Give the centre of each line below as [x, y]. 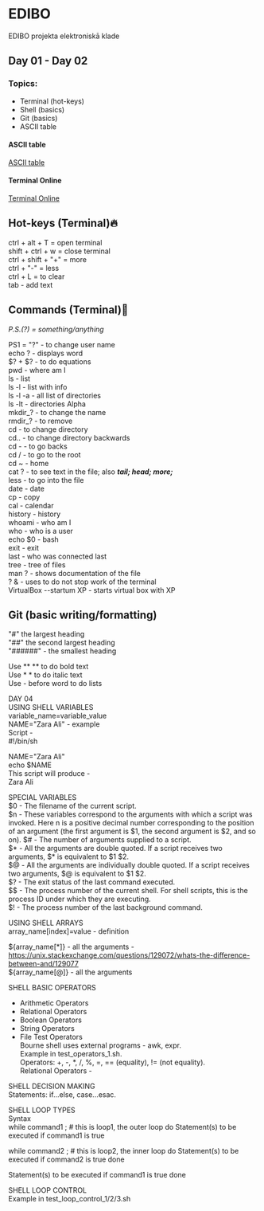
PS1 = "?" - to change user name [62, 344]
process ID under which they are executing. [80, 899]
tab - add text [31, 284]
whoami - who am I [40, 522]
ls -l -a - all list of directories [55, 395]
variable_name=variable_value [58, 716]
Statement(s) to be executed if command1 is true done [97, 1175]
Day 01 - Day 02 [48, 61]
